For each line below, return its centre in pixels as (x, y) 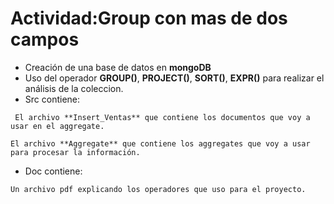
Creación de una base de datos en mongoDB (118, 67)
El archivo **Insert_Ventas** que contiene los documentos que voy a (162, 117)
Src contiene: (52, 99)
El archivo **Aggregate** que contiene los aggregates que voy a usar (160, 143)
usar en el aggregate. (57, 126)
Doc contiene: (53, 171)
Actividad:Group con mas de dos (149, 18)
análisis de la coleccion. (74, 88)
